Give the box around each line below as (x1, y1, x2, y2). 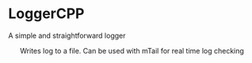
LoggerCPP (8, 5, 85, 23)
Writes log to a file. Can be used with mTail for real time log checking (19, 46, 244, 55)
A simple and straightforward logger (8, 31, 126, 40)
